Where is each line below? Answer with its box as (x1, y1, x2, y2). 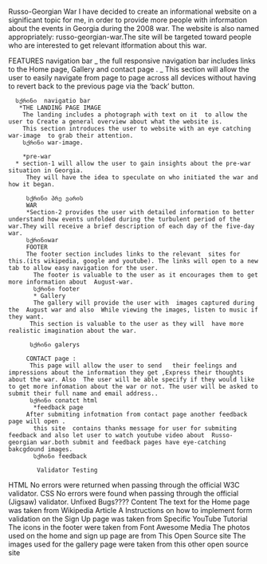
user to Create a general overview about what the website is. (8, 118, 223, 126)
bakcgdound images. (8, 445, 73, 453)
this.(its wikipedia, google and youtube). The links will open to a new (8, 257, 259, 265)
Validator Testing (37, 466, 98, 474)
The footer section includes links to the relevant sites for (26, 250, 241, 258)
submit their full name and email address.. (8, 390, 159, 398)
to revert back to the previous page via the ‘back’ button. (8, 81, 195, 91)
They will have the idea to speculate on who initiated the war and (26, 174, 259, 182)
